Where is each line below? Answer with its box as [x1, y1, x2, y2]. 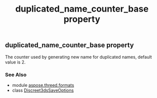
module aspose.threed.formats [12, 82, 75, 88]
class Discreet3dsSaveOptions [12, 87, 74, 93]
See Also [5, 71, 27, 78]
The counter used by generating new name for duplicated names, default [5, 54, 152, 60]
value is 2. [5, 59, 26, 65]
